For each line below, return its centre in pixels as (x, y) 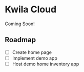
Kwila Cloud (31, 10)
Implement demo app (35, 58)
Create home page (32, 52)
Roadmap (20, 40)
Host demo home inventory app (46, 64)
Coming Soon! (20, 24)
